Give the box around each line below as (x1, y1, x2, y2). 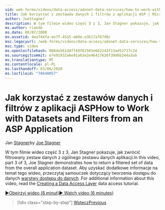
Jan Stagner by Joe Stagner (5, 139, 61, 145)
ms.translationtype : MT (5, 57, 54, 62)
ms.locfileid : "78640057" (5, 71, 58, 76)
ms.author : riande (5, 26, 43, 30)
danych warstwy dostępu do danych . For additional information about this (5, 175, 155, 181)
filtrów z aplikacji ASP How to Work (5, 103, 150, 114)
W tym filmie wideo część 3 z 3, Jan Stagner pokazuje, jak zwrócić (5, 149, 141, 155)
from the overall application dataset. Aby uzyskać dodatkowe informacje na (5, 165, 158, 171)
